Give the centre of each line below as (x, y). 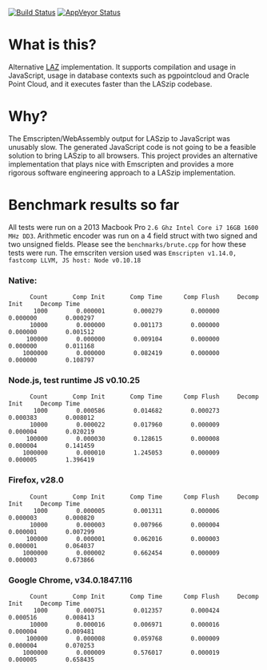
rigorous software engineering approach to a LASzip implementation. (122, 172)
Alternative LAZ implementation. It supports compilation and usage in (122, 67)
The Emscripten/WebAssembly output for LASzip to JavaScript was (119, 138)
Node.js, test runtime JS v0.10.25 (74, 381)
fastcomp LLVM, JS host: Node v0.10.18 (75, 260)
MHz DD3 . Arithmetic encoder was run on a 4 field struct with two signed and (133, 236)
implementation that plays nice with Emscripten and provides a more (121, 163)
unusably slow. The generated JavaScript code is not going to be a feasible (132, 147)
